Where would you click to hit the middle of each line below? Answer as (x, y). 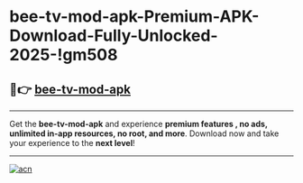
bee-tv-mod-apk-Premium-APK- (134, 17)
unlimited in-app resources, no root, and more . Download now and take (144, 133)
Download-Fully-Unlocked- (114, 36)
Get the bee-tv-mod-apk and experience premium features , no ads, (138, 124)
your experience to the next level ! (72, 143)
